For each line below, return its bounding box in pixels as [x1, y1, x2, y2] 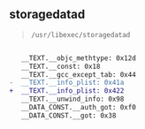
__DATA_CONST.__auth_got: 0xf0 [20, 103, 137, 112]
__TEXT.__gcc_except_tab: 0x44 [20, 70, 137, 79]
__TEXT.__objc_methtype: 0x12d [20, 53, 137, 63]
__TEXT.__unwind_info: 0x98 [20, 95, 125, 104]
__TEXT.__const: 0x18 [20, 62, 101, 71]
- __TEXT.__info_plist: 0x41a [9, 79, 125, 87]
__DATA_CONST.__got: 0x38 [20, 110, 117, 120]
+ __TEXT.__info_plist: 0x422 [9, 87, 125, 95]
